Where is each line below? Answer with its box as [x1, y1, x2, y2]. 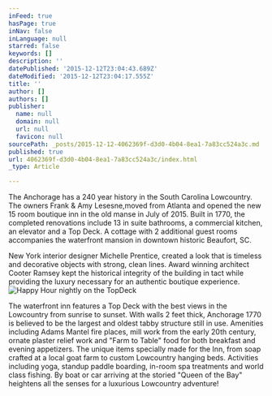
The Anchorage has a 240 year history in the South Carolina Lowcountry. [8, 192, 253, 202]
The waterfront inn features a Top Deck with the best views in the [8, 301, 227, 311]
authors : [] [8, 95, 49, 103]
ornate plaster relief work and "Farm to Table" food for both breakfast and [8, 336, 256, 346]
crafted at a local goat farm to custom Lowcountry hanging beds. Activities [8, 353, 259, 363]
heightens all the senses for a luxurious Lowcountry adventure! [8, 379, 219, 389]
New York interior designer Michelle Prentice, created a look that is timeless [8, 251, 262, 260]
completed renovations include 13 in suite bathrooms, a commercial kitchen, [8, 218, 263, 228]
